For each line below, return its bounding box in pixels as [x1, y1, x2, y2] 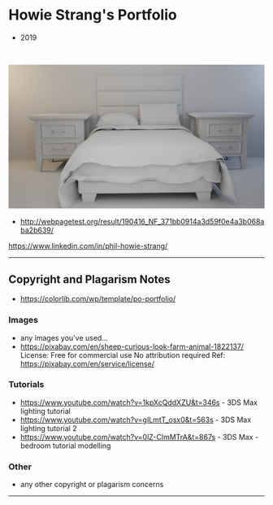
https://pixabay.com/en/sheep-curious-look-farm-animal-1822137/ [19, 342, 245, 351]
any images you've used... [19, 333, 108, 342]
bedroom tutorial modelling [19, 441, 111, 451]
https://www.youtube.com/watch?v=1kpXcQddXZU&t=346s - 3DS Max [19, 397, 258, 407]
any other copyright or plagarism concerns [19, 480, 164, 490]
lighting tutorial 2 [19, 423, 77, 433]
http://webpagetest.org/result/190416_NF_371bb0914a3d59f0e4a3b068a [19, 217, 265, 227]
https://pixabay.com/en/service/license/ [19, 359, 154, 368]
